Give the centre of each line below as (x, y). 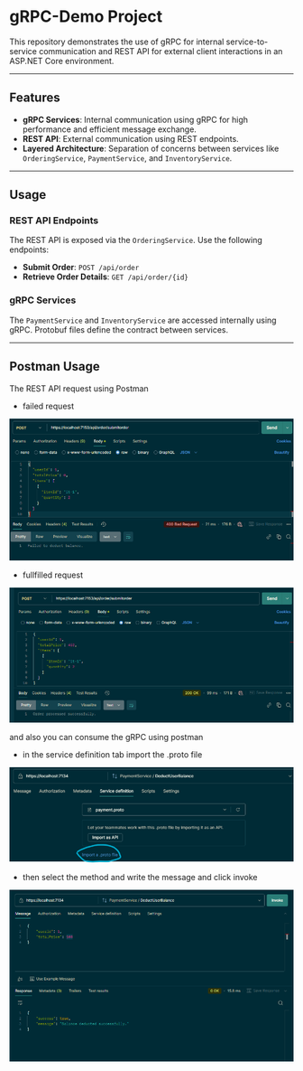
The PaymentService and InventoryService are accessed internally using (143, 320)
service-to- (247, 42)
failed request (48, 406)
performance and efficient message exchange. (109, 129)
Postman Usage (55, 366)
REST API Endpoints (54, 221)
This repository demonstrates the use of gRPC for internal (117, 42)
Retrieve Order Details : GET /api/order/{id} (106, 277)
